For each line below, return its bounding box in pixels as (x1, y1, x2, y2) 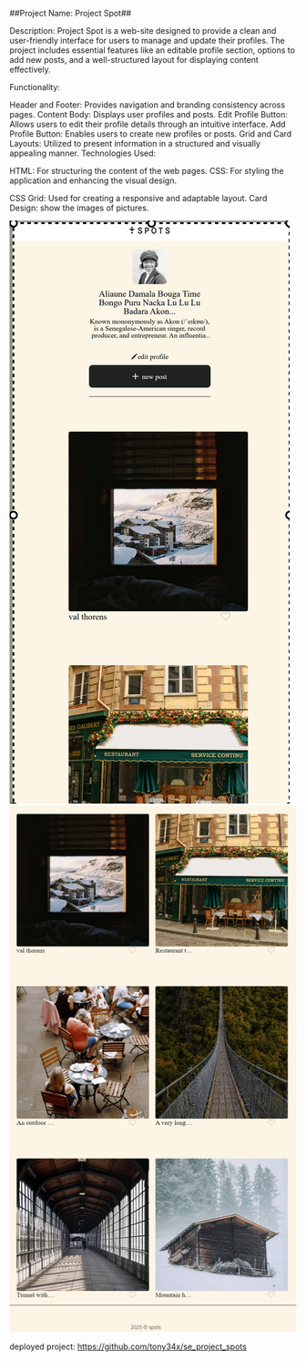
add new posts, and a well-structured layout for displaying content (9, 55, 260, 65)
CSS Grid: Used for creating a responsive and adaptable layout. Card (9, 193, 268, 203)
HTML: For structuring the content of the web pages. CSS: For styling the (9, 166, 284, 176)
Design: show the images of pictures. (9, 202, 149, 213)
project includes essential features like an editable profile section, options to (9, 45, 296, 56)
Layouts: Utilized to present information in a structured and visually (9, 138, 261, 148)
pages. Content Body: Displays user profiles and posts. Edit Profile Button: (9, 109, 289, 119)
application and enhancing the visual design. (9, 175, 178, 186)
